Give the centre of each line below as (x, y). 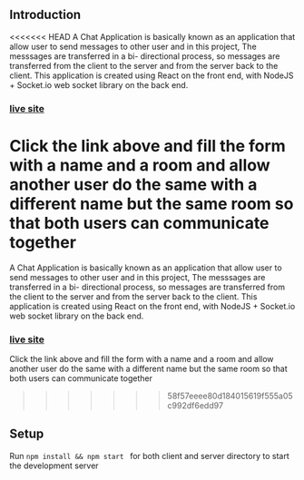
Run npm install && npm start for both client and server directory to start (149, 456)
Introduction (45, 15)
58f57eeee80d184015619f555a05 (230, 396)
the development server (54, 465)
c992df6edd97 (196, 405)
